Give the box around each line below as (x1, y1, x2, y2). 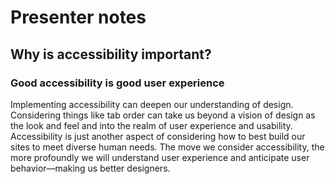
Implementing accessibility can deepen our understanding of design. (10, 98, 294, 110)
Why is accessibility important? (10, 46, 212, 63)
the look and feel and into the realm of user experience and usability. (10, 119, 293, 131)
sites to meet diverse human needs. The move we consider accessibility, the (10, 141, 325, 153)
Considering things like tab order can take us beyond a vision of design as (10, 109, 316, 121)
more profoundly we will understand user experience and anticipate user (10, 151, 310, 163)
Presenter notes (10, 6, 147, 29)
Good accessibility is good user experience (10, 76, 225, 90)
